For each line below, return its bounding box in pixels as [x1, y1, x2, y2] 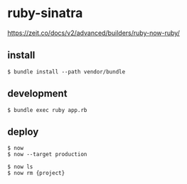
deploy [7, 126, 39, 138]
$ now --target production [7, 151, 87, 158]
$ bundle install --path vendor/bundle [7, 68, 126, 76]
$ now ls [7, 163, 33, 170]
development [7, 88, 68, 100]
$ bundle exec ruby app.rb [7, 106, 87, 113]
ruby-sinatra [7, 5, 83, 21]
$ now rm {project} [7, 170, 65, 177]
